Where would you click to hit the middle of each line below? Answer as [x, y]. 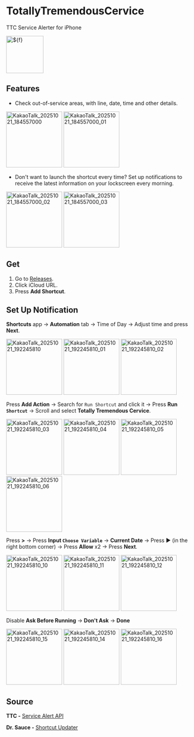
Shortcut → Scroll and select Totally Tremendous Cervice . [79, 411]
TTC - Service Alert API [35, 716]
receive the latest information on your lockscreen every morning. [94, 183]
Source [20, 702]
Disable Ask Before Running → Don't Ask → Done [68, 621]
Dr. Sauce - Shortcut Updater [42, 727]
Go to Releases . [34, 278]
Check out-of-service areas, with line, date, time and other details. [96, 103]
